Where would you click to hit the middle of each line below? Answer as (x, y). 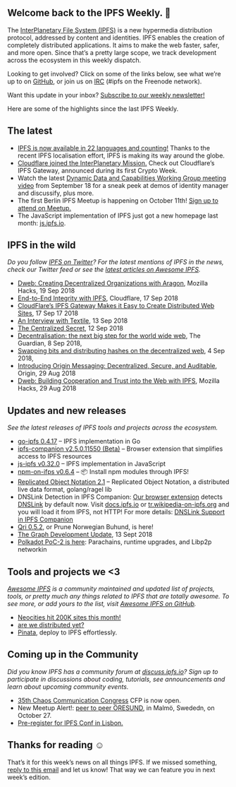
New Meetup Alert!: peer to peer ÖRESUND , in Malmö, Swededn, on (116, 708)
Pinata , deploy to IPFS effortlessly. (67, 632)
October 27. (35, 715)
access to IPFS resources (55, 456)
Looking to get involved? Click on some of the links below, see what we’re (114, 73)
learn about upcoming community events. (68, 687)
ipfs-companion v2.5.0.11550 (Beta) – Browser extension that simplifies (120, 449)
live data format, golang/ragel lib (65, 490)
